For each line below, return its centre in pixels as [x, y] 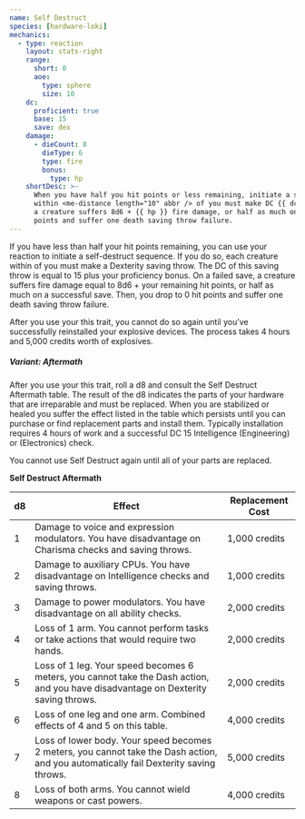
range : [38, 60]
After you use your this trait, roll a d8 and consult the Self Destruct [133, 385]
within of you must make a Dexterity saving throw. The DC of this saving [144, 265]
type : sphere [67, 85]
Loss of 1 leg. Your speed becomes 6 [114, 666]
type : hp [66, 178]
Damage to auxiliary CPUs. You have [113, 564]
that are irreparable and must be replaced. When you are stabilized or [139, 404]
